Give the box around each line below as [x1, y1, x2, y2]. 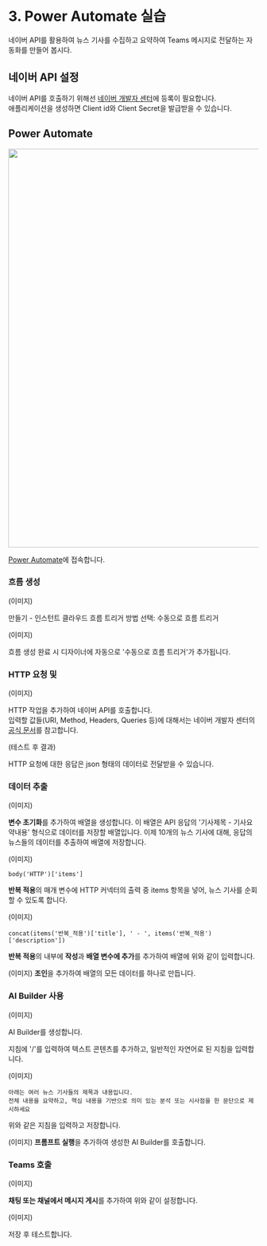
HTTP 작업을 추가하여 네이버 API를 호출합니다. [8, 706, 153, 715]
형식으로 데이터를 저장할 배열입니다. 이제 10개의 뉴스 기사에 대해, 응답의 [31, 827, 253, 837]
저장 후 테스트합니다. [8, 1229, 72, 1240]
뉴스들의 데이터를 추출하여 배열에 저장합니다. [8, 838, 147, 847]
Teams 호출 [8, 1159, 52, 1170]
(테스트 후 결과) [8, 742, 56, 752]
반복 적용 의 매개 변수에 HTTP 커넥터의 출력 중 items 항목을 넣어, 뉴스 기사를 [8, 886, 243, 895]
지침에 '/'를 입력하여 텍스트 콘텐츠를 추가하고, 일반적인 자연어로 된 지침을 [8, 1044, 234, 1053]
